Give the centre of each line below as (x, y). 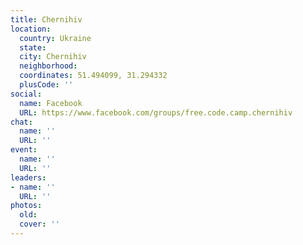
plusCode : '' (46, 85)
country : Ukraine (55, 38)
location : (31, 29)
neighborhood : (48, 66)
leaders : (28, 177)
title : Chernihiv (46, 19)
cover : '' (39, 224)
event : (24, 150)
